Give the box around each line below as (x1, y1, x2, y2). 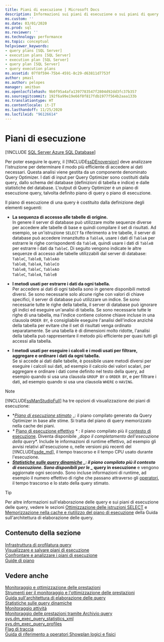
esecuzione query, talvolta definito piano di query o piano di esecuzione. (5, 190, 152, 196)
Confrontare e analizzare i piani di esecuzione (5, 552, 98, 558)
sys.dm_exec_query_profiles (5, 621, 62, 627)
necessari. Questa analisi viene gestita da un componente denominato (5, 169, 147, 175)
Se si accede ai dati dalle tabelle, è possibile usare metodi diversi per (12, 358, 152, 364)
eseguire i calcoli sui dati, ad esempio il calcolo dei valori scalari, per (12, 363, 151, 369)
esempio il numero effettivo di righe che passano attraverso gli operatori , (12, 475, 160, 480)
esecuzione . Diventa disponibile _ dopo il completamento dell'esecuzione (12, 433, 159, 439)
